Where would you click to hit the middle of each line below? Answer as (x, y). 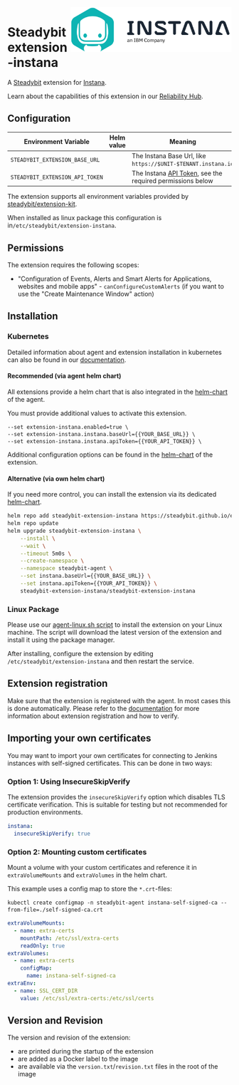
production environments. (45, 812)
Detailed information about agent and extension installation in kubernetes (115, 352)
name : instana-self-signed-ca (71, 976)
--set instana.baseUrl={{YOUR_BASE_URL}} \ (86, 576)
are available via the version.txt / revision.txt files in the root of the (118, 1066)
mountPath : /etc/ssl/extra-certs (70, 938)
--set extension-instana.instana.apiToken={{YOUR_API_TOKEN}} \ (105, 441)
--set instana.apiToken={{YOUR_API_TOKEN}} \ (89, 583)
